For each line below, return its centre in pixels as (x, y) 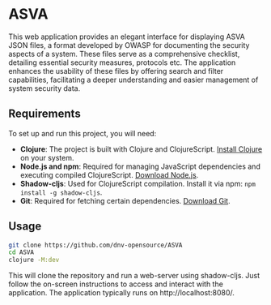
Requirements (44, 114)
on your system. (47, 157)
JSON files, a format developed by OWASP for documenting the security (129, 45)
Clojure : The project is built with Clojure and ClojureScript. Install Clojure (141, 149)
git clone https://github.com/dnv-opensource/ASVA (95, 245)
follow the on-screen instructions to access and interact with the (116, 284)
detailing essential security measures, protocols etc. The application (122, 62)
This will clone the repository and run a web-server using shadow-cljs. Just (134, 276)
